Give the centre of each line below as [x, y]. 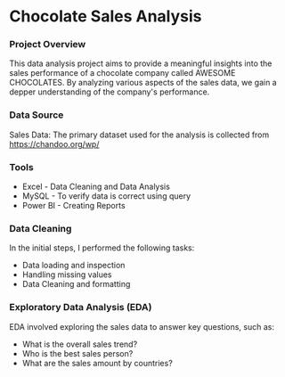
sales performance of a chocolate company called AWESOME [122, 73]
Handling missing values [67, 275]
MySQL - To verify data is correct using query [106, 196]
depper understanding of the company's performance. [110, 92]
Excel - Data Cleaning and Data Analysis [96, 187]
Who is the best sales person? [77, 353]
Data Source [37, 115]
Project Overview [48, 45]
